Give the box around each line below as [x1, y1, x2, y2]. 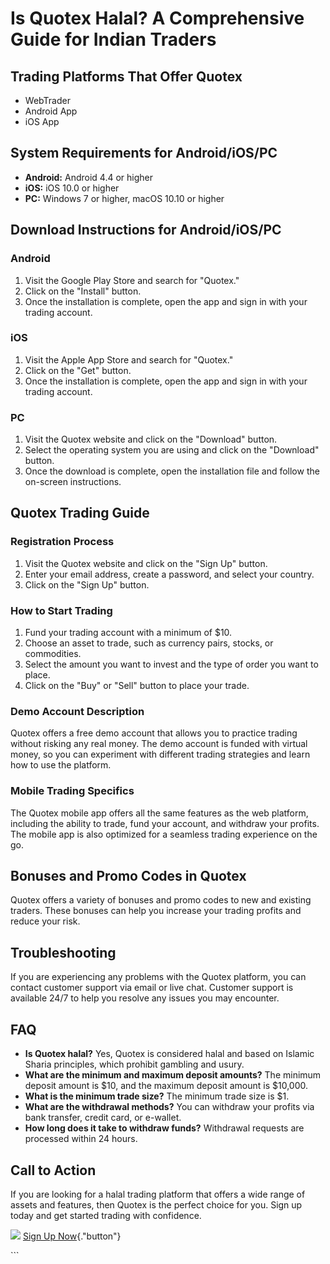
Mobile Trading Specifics [10, 784, 135, 798]
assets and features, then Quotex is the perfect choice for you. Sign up [10, 1198, 303, 1211]
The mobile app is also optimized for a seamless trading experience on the [10, 828, 318, 840]
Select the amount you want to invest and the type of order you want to [24, 658, 319, 671]
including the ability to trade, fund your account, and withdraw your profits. [10, 817, 320, 829]
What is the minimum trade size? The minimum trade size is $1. [24, 1090, 290, 1102]
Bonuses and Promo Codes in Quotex [10, 868, 247, 885]
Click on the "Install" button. [24, 285, 142, 297]
